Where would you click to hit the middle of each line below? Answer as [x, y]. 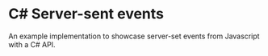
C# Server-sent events [86, 14]
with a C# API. [32, 44]
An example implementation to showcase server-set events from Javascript [134, 36]
